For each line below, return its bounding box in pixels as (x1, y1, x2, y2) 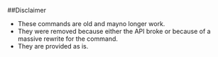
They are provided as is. (17, 42, 89, 50)
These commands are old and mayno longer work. (17, 20, 165, 27)
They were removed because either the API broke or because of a (17, 27, 211, 35)
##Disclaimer (7, 6, 46, 14)
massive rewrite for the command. (17, 34, 119, 43)
